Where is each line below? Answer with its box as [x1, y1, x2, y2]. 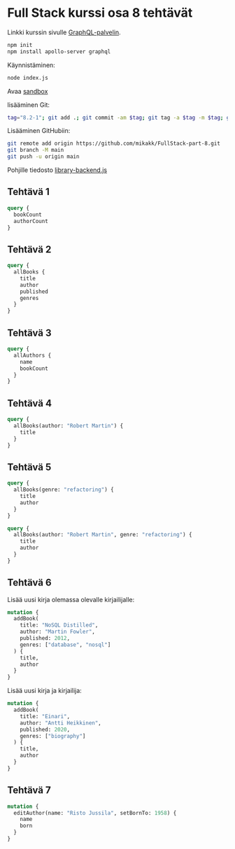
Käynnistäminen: [7, 61, 56, 69]
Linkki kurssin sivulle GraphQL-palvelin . [7, 28, 121, 36]
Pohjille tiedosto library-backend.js [7, 166, 107, 174]
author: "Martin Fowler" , [20, 628, 96, 636]
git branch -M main [7, 147, 64, 154]
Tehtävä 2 [7, 243, 52, 255]
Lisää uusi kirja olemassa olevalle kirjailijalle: [7, 595, 135, 604]
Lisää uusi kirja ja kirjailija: [7, 687, 82, 695]
